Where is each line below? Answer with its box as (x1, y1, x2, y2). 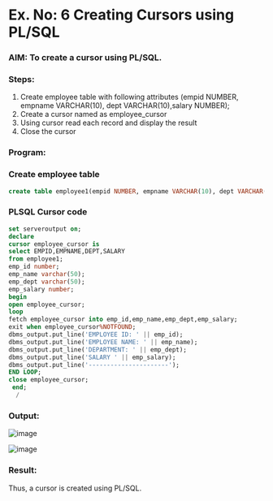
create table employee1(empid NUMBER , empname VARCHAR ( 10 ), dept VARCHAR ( (8, 187, 267, 196)
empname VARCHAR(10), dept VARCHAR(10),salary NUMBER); (19, 101, 230, 110)
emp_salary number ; (8, 285, 75, 293)
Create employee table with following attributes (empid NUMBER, (19, 92, 239, 102)
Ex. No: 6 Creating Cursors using (8, 6, 234, 24)
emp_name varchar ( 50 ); (8, 270, 85, 279)
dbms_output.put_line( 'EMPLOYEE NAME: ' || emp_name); (8, 338, 198, 346)
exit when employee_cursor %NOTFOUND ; (8, 323, 136, 331)
